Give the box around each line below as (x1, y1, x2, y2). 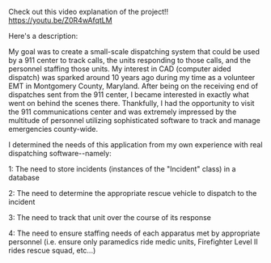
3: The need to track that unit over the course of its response (8, 213, 212, 222)
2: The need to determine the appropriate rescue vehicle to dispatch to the (8, 189, 257, 197)
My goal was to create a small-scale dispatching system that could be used (8, 47, 260, 56)
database (8, 173, 40, 182)
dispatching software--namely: (8, 149, 112, 158)
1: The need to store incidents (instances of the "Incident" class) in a (8, 164, 236, 173)
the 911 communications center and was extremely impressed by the (8, 107, 237, 117)
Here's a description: (8, 32, 78, 40)
